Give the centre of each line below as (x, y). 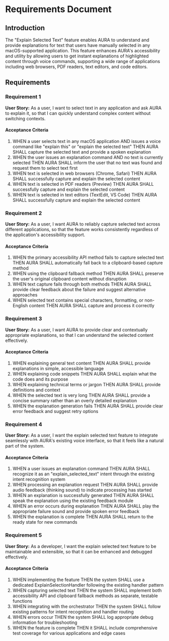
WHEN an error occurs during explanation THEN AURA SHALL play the (86, 506)
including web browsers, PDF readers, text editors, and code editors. (76, 67)
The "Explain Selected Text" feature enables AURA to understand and (77, 40)
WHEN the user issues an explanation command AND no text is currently (88, 157)
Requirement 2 (24, 213)
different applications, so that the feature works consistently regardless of (82, 230)
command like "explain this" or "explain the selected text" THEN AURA (86, 147)
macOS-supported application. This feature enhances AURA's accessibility (83, 51)
